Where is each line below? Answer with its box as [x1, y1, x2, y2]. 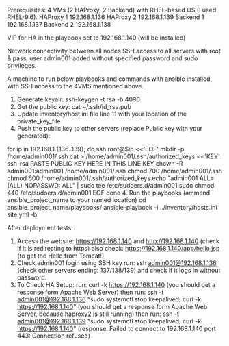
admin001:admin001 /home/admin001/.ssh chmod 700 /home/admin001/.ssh [7, 167, 223, 175]
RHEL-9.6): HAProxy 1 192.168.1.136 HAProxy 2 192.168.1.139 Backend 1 [7, 13, 204, 21]
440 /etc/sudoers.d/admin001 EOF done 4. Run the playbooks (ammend [7, 188, 211, 197]
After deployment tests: [7, 224, 73, 232]
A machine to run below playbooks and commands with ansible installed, [7, 75, 213, 83]
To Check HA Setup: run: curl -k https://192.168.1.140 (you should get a [16, 281, 216, 288]
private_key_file [16, 117, 61, 125]
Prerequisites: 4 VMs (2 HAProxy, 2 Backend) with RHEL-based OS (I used [7, 6, 217, 14]
